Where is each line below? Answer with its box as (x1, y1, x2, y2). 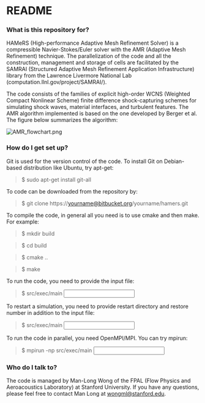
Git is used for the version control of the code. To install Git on (6, 157, 163, 165)
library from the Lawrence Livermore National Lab (6, 72, 132, 80)
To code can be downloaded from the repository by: (6, 187, 138, 195)
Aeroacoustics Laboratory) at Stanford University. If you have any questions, (6, 383, 199, 391)
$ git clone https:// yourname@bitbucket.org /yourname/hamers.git (21, 200, 188, 207)
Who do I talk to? (6, 363, 58, 371)
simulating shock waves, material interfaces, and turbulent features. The (6, 104, 189, 111)
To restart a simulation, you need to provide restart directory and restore (6, 303, 188, 310)
